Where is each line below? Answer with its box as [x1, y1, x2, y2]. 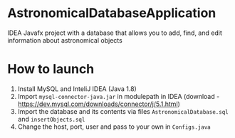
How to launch [7, 61, 95, 78]
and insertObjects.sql [17, 115, 85, 123]
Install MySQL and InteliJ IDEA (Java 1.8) [17, 84, 137, 93]
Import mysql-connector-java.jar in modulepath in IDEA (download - [17, 92, 220, 100]
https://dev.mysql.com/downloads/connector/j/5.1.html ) [17, 100, 180, 108]
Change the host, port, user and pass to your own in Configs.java [17, 122, 211, 131]
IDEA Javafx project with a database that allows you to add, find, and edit [7, 28, 222, 37]
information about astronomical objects [7, 36, 122, 44]
